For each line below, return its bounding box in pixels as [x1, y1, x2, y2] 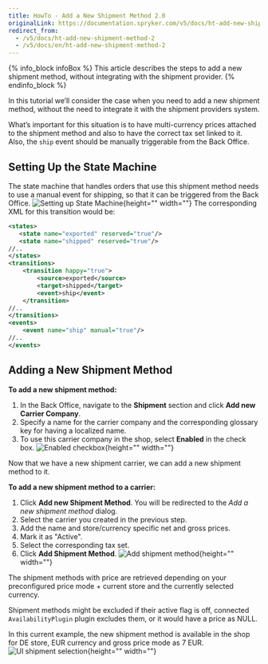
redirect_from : [8, 26, 59, 34]
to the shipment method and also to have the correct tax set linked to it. [8, 129, 243, 138]
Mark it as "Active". [19, 531, 83, 541]
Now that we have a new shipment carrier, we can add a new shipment [8, 458, 242, 468]
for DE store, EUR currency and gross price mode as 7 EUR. [8, 638, 204, 647]
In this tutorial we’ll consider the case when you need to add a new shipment [8, 96, 260, 106]
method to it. [8, 466, 50, 476]
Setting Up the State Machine [8, 160, 157, 174]
